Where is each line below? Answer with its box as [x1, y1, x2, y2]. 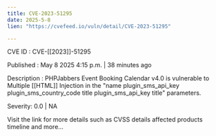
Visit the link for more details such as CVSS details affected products [7, 115, 203, 124]
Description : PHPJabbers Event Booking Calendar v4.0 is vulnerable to [7, 74, 210, 82]
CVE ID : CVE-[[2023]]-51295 [7, 47, 91, 56]
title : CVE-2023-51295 [7, 10, 72, 17]
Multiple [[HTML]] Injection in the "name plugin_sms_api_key [7, 82, 179, 90]
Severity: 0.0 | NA [7, 102, 57, 111]
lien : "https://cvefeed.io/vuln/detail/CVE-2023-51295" [7, 23, 171, 30]
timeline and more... [7, 123, 64, 131]
